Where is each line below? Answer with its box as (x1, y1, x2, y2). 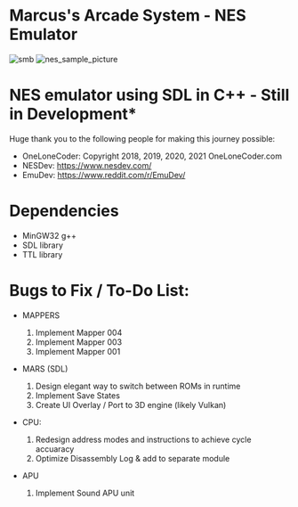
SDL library (21, 240, 64, 250)
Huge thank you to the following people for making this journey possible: (9, 133, 276, 143)
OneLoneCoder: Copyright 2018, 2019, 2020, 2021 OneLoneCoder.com (21, 151, 283, 161)
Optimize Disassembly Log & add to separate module (35, 453, 230, 463)
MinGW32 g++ (21, 230, 77, 241)
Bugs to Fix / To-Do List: (9, 281, 189, 300)
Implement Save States (35, 389, 120, 401)
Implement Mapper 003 (35, 336, 123, 348)
